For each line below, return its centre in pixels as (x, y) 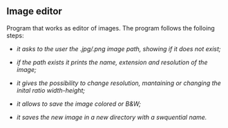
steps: (15, 35)
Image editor (35, 11)
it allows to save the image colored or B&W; (78, 104)
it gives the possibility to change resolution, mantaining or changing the (119, 83)
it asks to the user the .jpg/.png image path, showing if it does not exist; (119, 48)
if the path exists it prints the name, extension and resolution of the (112, 62)
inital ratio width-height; (51, 90)
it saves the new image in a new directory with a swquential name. (112, 117)
